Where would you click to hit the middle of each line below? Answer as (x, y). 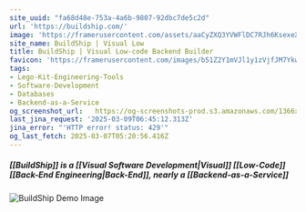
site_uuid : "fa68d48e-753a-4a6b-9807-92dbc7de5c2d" (109, 18)
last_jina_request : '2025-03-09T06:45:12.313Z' (102, 119)
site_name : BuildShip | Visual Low (77, 43)
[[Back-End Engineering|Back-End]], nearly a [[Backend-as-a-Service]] (149, 175)
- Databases (32, 94)
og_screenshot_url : (46, 111)
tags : (20, 69)
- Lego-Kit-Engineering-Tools (67, 77)
